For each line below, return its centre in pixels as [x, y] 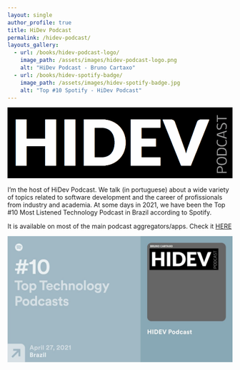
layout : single [30, 15]
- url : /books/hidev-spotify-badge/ [68, 75]
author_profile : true [40, 22]
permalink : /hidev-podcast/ [49, 38]
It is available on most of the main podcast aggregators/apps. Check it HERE [120, 226]
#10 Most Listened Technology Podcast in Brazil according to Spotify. [110, 212]
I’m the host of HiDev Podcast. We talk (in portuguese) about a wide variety [119, 190]
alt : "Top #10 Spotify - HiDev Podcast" [81, 90]
